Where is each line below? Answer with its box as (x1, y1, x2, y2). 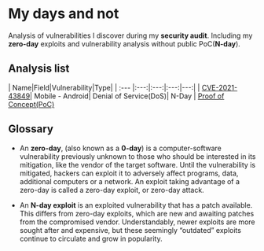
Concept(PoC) (8, 99, 55, 109)
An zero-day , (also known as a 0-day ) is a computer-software (19, 143, 222, 153)
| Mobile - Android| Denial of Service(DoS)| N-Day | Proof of (30, 91, 225, 101)
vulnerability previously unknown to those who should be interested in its (19, 151, 256, 161)
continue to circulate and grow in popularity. (19, 234, 163, 243)
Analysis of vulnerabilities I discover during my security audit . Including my (8, 31, 253, 40)
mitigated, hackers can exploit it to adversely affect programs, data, (19, 168, 239, 178)
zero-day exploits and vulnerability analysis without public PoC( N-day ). (8, 39, 241, 48)
